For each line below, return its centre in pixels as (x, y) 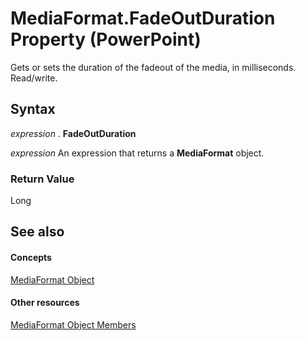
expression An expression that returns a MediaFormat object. (137, 153)
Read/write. (34, 78)
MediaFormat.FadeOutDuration (143, 18)
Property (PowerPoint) (106, 39)
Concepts (31, 258)
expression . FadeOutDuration (73, 133)
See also (37, 232)
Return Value (42, 179)
